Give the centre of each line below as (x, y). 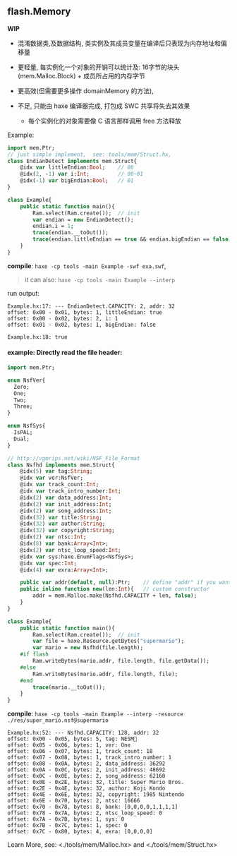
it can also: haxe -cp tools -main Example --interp (99, 279)
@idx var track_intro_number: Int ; (71, 491)
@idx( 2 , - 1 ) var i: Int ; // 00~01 (81, 174)
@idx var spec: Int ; (49, 563)
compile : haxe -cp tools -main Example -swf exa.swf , (87, 266)
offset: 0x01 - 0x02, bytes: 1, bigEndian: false (82, 325)
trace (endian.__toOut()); (71, 233)
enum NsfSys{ (26, 426)
